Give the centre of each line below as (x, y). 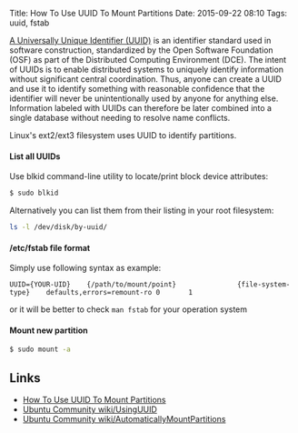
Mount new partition (49, 330)
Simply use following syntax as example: (85, 268)
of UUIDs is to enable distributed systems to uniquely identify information (147, 69)
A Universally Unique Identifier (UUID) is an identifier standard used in (140, 40)
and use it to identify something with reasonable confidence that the (137, 89)
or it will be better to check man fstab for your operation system (129, 309)
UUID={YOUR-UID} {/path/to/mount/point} (93, 285)
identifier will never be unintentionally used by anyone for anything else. (144, 98)
